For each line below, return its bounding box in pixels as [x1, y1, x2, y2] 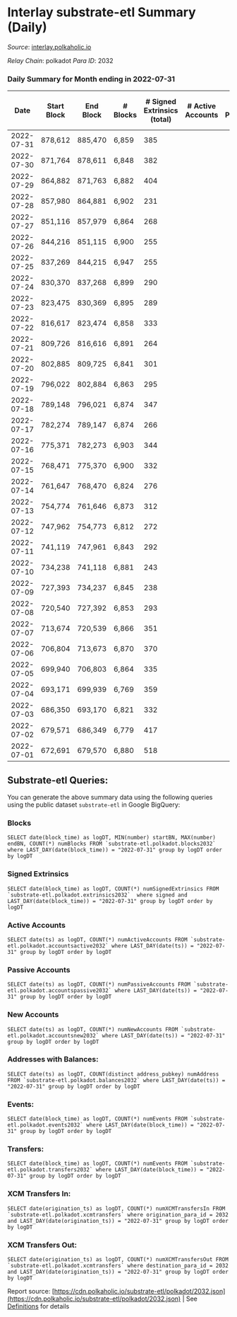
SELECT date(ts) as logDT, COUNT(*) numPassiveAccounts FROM [7, 981, 191, 988]
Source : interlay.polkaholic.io [7, 42, 92, 51]
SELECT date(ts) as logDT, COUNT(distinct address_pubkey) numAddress [7, 1070, 219, 1078]
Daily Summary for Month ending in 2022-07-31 [7, 74, 175, 84]
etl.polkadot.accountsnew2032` [7, 1032, 99, 1039]
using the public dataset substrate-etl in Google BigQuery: [7, 800, 181, 809]
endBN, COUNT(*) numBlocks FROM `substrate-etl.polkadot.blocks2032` [7, 840, 217, 848]
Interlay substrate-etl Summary [7, 4, 196, 21]
